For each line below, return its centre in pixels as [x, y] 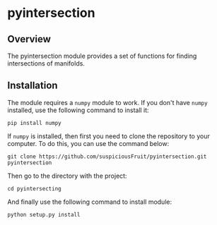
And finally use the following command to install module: [89, 202]
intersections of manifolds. [46, 63]
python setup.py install [44, 214]
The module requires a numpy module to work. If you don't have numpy [107, 102]
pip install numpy [34, 123]
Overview [29, 39]
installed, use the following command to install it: [78, 110]
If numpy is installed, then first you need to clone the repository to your [108, 136]
